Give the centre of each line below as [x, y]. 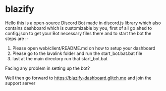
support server [20, 83]
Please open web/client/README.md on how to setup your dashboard [84, 48]
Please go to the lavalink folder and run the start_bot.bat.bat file [77, 53]
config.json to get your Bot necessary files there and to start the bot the [78, 33]
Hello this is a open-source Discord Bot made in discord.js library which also [83, 23]
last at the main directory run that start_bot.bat [60, 58]
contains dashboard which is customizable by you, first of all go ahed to [79, 28]
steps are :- [17, 39]
